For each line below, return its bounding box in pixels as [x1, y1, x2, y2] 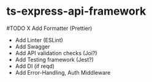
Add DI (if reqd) [15, 62, 55, 70]
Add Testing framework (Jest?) [15, 56, 94, 63]
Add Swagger [15, 43, 50, 50]
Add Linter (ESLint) [15, 36, 63, 43]
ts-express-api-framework [6, 4, 146, 18]
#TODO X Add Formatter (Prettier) [6, 24, 93, 32]
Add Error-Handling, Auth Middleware [15, 69, 111, 76]
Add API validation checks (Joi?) [15, 49, 97, 56]
